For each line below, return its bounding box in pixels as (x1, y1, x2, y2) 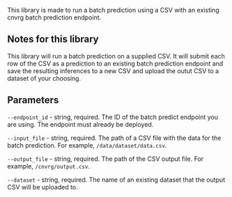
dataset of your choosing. (7, 74, 82, 82)
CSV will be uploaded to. (7, 182, 78, 191)
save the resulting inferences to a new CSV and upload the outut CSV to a (7, 66, 219, 75)
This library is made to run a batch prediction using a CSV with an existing (7, 6, 219, 14)
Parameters (7, 94, 59, 107)
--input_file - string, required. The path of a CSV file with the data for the (7, 134, 222, 142)
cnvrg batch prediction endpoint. (7, 13, 102, 22)
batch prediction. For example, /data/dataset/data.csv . (7, 141, 167, 149)
